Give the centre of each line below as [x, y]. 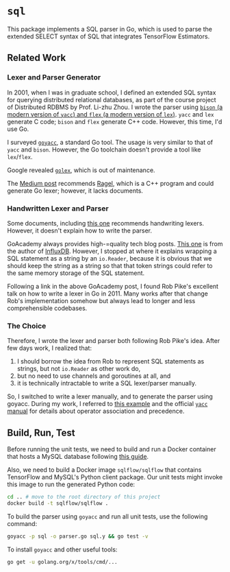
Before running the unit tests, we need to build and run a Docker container [112, 449]
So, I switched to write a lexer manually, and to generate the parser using [110, 396]
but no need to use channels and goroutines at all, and [94, 376]
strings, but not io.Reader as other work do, [79, 369]
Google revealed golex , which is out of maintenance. [81, 170]
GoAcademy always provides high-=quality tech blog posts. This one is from [115, 243]
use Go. [18, 129]
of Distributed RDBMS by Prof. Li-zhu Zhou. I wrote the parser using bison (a [115, 107]
